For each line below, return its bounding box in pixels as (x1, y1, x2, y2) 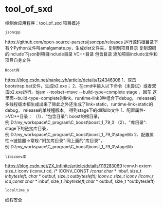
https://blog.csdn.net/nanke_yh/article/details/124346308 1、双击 (5, 77, 136, 83)
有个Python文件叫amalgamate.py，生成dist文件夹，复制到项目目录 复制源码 (5, 45, 157, 51)
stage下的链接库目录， (5, 125, 51, 131)
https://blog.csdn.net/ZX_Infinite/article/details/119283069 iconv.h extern (5, 163, 152, 169)
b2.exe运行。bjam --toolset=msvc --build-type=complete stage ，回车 (9, 89, 152, 95)
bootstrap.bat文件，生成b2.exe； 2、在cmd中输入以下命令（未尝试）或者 (5, 83, 152, 88)
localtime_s (5, 188, 29, 192)
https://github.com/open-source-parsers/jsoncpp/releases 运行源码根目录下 (5, 39, 158, 45)
